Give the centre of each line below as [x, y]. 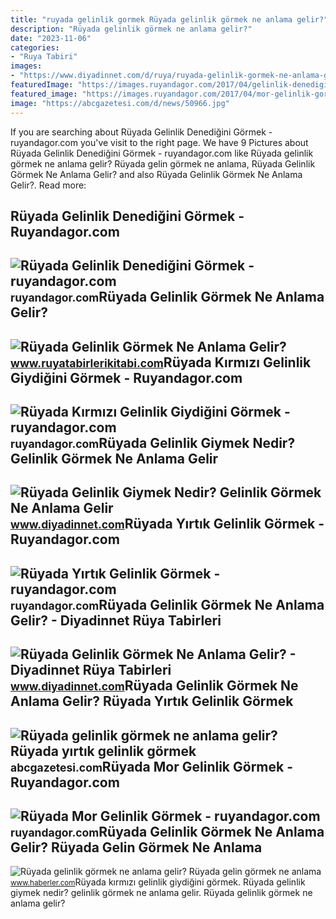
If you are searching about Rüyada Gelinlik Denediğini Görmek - [141, 132]
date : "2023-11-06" [51, 38]
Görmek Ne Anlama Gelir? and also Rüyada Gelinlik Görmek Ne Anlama [156, 174]
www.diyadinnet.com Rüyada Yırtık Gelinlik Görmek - [167, 524]
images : [26, 66]
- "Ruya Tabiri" [44, 57]
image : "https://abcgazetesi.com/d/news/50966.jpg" [120, 103]
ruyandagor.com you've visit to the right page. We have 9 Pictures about [159, 142]
